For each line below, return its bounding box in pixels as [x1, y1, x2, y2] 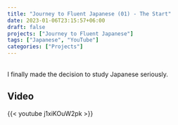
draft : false [7, 23, 46, 30]
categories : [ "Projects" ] [7, 43, 83, 50]
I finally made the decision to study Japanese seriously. [7, 70, 169, 78]
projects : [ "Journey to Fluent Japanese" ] [7, 30, 134, 37]
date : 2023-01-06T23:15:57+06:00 [7, 17, 106, 24]
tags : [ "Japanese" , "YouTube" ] [7, 37, 99, 44]
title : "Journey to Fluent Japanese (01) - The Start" [7, 10, 172, 18]
